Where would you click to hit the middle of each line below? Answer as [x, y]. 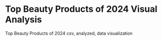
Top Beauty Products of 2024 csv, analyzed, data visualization [69, 33]
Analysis [24, 20]
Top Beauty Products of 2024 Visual [81, 9]
